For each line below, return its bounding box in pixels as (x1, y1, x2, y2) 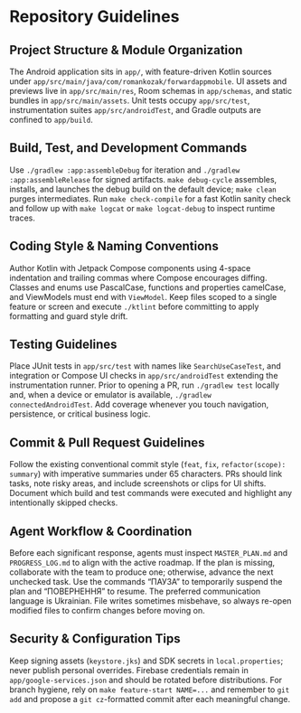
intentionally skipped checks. (9, 497, 118, 508)
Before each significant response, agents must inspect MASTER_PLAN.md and (9, 548, 288, 558)
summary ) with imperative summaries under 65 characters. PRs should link (9, 468, 283, 480)
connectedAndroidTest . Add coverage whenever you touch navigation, (9, 399, 269, 410)
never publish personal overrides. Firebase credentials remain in (9, 664, 249, 675)
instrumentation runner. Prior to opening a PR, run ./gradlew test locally (9, 380, 280, 390)
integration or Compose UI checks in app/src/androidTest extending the (9, 371, 278, 381)
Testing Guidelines (9, 337, 118, 352)
